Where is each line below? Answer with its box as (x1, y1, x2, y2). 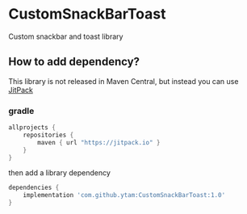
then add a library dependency (8, 168, 111, 178)
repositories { (23, 131, 74, 139)
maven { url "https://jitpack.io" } (37, 138, 161, 146)
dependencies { (8, 183, 60, 192)
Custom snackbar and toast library (8, 31, 123, 41)
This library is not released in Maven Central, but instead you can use (8, 76, 239, 86)
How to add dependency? (8, 55, 140, 69)
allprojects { (8, 124, 57, 132)
